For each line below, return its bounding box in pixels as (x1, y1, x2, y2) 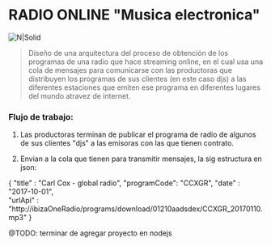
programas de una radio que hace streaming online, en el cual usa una (28, 57, 264, 66)
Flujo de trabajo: (8, 111, 74, 122)
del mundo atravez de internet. (28, 91, 131, 100)
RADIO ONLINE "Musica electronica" (8, 6, 260, 24)
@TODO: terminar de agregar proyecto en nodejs (8, 228, 172, 238)
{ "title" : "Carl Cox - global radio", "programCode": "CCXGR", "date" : (8, 178, 240, 188)
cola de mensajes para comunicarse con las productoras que (28, 65, 233, 74)
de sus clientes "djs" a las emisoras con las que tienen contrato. (19, 138, 235, 148)
